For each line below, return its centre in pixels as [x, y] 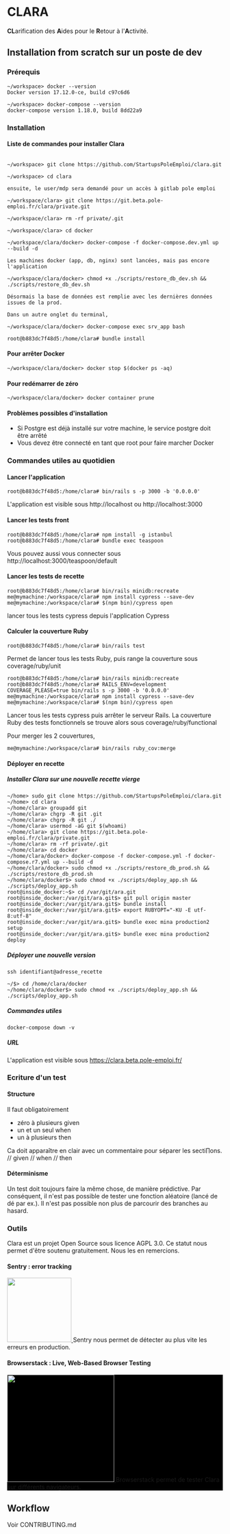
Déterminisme [28, 1174]
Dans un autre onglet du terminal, [58, 314]
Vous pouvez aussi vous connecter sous [64, 553]
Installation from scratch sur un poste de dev [105, 53]
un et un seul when [44, 1130]
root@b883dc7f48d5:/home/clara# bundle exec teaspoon [86, 541]
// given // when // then [40, 1158]
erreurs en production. [39, 1347]
